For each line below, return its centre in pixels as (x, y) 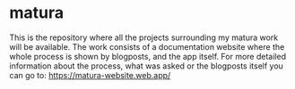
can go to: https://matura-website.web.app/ (90, 75)
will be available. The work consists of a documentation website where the (147, 46)
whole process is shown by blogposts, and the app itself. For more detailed (148, 56)
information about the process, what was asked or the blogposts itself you (147, 66)
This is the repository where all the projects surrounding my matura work (144, 37)
